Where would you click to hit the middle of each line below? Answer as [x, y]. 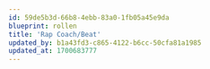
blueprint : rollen [43, 26]
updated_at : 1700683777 [53, 51]
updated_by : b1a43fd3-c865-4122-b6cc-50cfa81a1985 [105, 43]
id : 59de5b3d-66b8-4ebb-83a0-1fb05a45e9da [89, 17]
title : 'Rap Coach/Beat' [55, 34]
